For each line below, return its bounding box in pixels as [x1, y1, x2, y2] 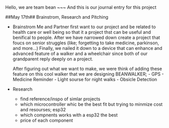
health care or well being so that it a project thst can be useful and [12, 29, 151, 35]
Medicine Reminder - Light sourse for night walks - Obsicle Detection [12, 77, 157, 82]
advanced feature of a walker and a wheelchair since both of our [12, 50, 148, 56]
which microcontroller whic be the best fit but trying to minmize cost [20, 101, 163, 107]
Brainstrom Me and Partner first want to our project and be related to [12, 24, 156, 30]
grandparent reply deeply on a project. [12, 56, 94, 62]
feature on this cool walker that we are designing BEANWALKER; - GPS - [12, 71, 164, 77]
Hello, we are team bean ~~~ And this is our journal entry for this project [5, 5, 157, 10]
